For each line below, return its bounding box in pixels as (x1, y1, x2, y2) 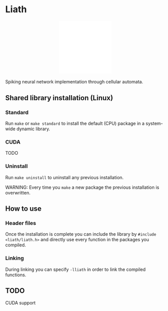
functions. (5, 271, 26, 278)
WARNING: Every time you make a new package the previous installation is (5, 184, 159, 190)
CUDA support (5, 300, 36, 306)
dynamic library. (16, 126, 51, 132)
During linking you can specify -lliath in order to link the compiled (5, 266, 146, 272)
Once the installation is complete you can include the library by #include (5, 231, 156, 237)
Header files (5, 219, 37, 227)
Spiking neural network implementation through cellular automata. (5, 79, 144, 85)
